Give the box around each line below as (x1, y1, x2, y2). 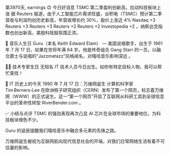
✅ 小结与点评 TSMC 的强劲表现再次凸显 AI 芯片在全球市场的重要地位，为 (5, 111, 157, 116)
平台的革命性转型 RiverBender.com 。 (5, 100, 83, 106)
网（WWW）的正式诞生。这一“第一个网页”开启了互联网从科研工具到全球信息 (5, 93, 164, 99)
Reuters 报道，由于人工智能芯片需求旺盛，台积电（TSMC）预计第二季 (16, 11, 162, 17)
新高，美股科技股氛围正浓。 (22, 30, 81, 35)
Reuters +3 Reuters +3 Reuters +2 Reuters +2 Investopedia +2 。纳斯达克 (5, 23, 158, 29)
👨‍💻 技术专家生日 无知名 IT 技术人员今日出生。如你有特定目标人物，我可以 (5, 64, 158, 70)
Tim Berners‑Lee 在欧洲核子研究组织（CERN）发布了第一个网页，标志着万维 (5, 87, 164, 93)
